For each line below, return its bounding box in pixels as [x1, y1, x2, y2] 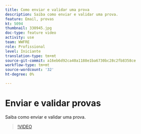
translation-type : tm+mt [5, 53, 56, 59]
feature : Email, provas [5, 16, 54, 21]
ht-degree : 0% [5, 72, 35, 77]
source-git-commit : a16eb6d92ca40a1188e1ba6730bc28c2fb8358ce [5, 58, 136, 63]
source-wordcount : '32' [5, 67, 54, 72]
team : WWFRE [5, 40, 30, 45]
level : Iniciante [5, 49, 41, 54]
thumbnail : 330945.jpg [5, 26, 52, 31]
